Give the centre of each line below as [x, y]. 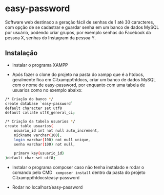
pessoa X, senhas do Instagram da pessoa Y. [51, 38]
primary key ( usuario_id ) [39, 153]
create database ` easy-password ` [39, 103]
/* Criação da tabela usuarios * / [40, 122]
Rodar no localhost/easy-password [47, 187]
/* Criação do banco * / [29, 99]
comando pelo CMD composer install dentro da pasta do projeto [79, 172]
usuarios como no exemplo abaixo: [47, 90]
